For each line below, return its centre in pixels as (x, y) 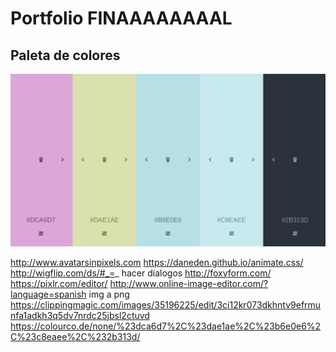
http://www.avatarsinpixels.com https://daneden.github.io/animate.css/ (157, 262)
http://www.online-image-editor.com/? (189, 283)
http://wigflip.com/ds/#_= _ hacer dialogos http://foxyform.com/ (141, 273)
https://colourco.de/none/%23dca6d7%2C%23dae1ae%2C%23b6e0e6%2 (166, 326)
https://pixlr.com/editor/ (59, 283)
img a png (109, 294)
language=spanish (48, 294)
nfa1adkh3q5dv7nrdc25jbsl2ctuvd (80, 315)
